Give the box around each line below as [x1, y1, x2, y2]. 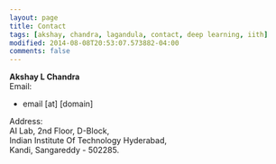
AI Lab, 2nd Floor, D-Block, [9, 125, 110, 136]
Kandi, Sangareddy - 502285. [9, 145, 120, 156]
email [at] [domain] [22, 98, 94, 109]
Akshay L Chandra [9, 71, 80, 82]
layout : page [9, 13, 59, 23]
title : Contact [9, 22, 67, 31]
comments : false [9, 47, 70, 56]
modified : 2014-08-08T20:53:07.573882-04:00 [9, 38, 179, 48]
